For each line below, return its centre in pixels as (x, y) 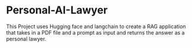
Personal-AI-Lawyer (57, 10)
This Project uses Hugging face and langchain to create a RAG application (96, 26)
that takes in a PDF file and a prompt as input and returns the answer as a (95, 32)
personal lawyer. (26, 39)
